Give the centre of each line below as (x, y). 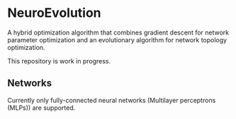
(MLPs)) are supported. (41, 108)
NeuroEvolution (54, 13)
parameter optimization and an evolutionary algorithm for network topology (117, 39)
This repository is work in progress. (59, 61)
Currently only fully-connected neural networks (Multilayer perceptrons (112, 100)
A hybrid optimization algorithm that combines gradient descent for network (118, 32)
